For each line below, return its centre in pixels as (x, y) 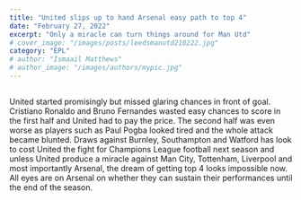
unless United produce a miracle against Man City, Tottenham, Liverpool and (151, 159)
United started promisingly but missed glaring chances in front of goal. (140, 102)
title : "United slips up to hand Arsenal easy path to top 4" (128, 17)
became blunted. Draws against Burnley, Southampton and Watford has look (150, 140)
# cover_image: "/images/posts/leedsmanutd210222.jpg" (114, 43)
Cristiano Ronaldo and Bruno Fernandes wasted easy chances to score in (145, 111)
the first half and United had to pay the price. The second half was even (142, 121)
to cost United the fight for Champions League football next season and (142, 150)
